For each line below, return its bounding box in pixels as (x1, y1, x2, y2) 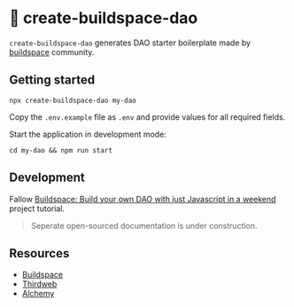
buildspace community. (9, 46, 95, 57)
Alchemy (21, 288, 55, 299)
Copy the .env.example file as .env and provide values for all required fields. (9, 111, 286, 122)
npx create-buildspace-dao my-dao (9, 96, 137, 105)
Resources (9, 246, 70, 261)
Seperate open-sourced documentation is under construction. (30, 220, 259, 231)
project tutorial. (9, 203, 65, 214)
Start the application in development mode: (9, 129, 166, 139)
